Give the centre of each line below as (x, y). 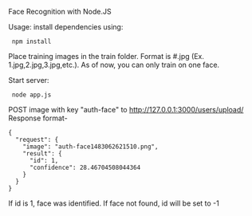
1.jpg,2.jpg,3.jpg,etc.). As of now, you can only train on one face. (114, 65)
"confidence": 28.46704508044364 (85, 167)
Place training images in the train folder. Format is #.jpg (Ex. (106, 56)
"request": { (37, 139)
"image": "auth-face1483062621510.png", (91, 147)
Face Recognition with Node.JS (60, 12)
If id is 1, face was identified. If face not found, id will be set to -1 (114, 203)
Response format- (38, 118)
